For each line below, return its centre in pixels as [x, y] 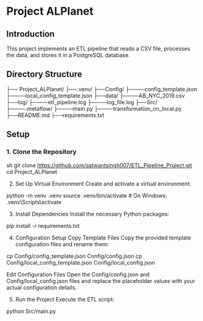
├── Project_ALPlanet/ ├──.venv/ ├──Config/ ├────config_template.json [102, 89]
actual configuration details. [42, 287]
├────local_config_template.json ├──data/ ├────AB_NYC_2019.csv [96, 96]
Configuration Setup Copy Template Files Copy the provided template [103, 238]
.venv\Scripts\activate [34, 202]
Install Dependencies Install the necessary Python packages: [92, 214]
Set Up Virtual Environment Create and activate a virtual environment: [103, 183]
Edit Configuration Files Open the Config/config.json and [78, 274]
